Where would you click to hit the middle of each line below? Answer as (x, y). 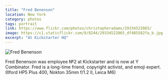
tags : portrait (21, 24)
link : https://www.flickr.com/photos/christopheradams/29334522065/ (78, 28)
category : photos (23, 19)
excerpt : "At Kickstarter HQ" (37, 38)
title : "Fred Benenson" (30, 10)
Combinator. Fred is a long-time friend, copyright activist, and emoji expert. (83, 67)
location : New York (26, 14)
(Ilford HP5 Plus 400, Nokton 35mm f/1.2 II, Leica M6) (61, 72)
